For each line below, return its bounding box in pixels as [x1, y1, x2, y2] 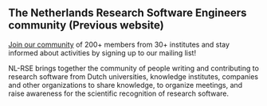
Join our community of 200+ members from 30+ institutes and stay [8, 40, 230, 49]
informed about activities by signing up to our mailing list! [8, 47, 197, 58]
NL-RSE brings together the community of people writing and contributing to [8, 63, 259, 73]
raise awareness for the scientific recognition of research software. [8, 89, 230, 98]
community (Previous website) [8, 19, 165, 32]
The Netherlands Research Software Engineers [8, 6, 247, 20]
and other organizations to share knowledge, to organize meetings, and [8, 80, 243, 89]
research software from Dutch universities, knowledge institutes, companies [8, 71, 259, 81]
